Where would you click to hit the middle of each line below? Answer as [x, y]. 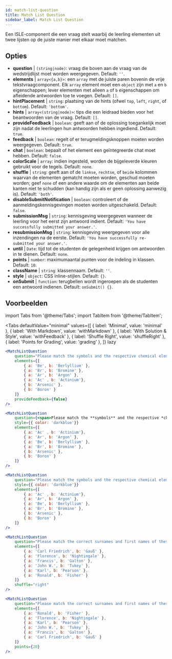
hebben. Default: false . [37, 156]
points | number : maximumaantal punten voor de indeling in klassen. [84, 260]
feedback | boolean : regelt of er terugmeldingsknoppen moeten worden [88, 139]
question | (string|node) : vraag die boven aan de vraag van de [80, 68]
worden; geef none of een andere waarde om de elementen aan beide [86, 183]
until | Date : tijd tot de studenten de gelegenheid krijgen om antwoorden [89, 249]
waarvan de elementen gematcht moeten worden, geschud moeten [84, 177]
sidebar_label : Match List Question [44, 20]
